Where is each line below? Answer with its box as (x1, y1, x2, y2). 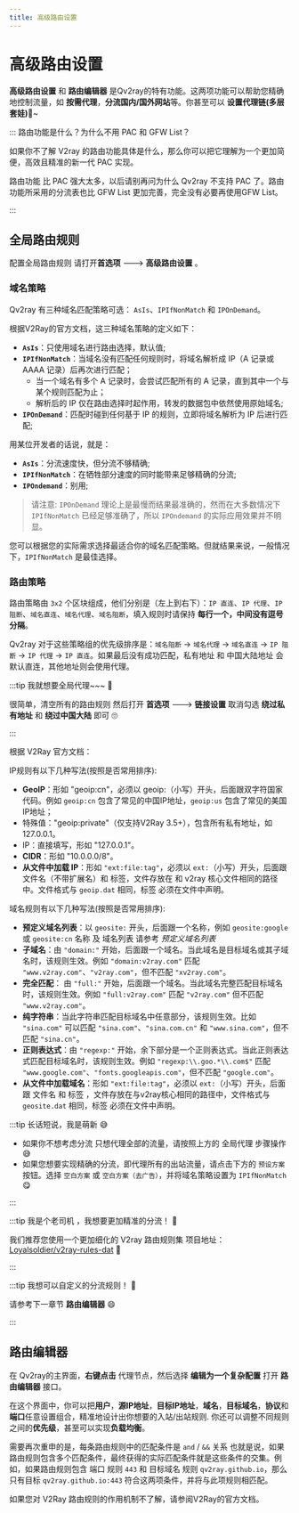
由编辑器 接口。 (9, 1381, 67, 1392)
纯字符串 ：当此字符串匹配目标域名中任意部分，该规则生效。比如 (21, 1011, 256, 1021)
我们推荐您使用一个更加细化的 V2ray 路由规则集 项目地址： (9, 1234, 225, 1245)
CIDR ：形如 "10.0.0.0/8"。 (21, 850, 118, 861)
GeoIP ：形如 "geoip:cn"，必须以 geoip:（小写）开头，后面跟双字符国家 (21, 784, 283, 794)
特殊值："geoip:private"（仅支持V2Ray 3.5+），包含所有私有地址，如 (21, 817, 273, 828)
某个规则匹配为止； (35, 386, 107, 397)
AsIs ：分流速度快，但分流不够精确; (21, 458, 150, 468)
